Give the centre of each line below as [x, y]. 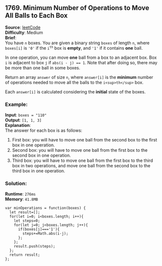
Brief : [11, 37]
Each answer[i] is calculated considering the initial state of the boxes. [75, 91]
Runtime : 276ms [20, 194]
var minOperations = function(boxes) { [45, 208]
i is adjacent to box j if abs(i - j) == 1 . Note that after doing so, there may [81, 62]
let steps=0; [27, 221]
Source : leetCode [23, 27]
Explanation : [18, 125]
